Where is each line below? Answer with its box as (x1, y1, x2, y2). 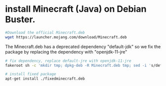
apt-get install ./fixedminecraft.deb (5, 76, 85, 82)
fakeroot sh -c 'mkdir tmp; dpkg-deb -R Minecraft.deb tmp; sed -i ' (5, 63, 152, 68)
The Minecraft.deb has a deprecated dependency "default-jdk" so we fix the (5, 43, 161, 50)
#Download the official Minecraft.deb (5, 30, 85, 35)
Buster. (5, 14, 36, 25)
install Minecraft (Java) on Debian (5, 3, 147, 15)
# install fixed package (5, 72, 56, 77)
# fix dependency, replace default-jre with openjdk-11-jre (5, 58, 132, 63)
